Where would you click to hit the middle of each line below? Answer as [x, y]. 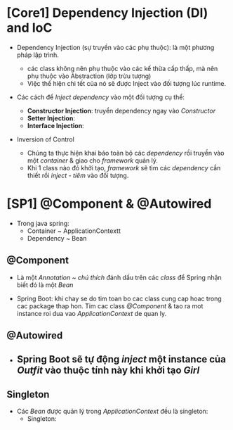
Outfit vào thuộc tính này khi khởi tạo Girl [108, 371]
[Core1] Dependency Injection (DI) [107, 13]
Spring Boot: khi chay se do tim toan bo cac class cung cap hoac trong [119, 298]
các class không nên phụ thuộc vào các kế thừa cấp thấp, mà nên [122, 68]
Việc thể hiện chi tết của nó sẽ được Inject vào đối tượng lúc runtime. [126, 83]
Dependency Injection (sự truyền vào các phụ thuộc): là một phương [115, 47]
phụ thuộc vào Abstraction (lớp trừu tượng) [89, 76]
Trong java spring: [43, 223]
